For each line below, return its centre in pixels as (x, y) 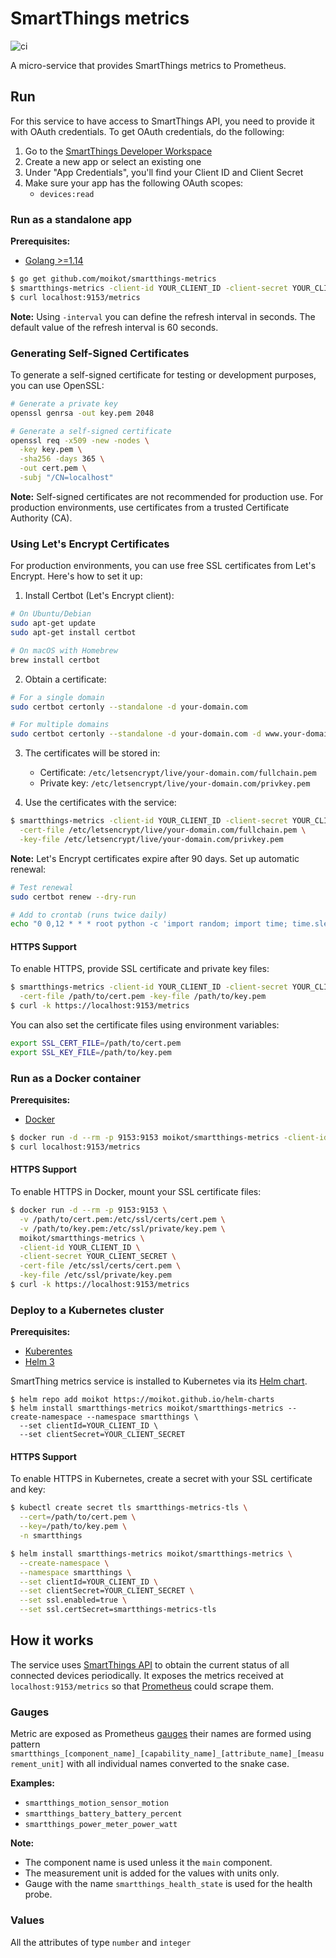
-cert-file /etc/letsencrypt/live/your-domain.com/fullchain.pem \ (163, 830)
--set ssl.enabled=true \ (73, 1600)
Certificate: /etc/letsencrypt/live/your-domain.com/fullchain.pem (178, 773)
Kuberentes (48, 1351)
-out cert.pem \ (53, 468)
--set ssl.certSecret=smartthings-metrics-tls (118, 1610)
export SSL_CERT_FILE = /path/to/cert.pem (96, 1043)
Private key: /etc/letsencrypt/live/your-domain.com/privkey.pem (175, 783)
